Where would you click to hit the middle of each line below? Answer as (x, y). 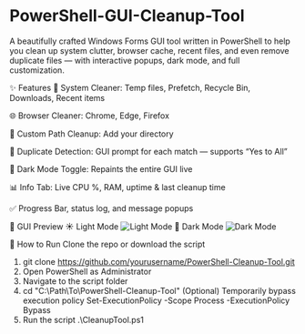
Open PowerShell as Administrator (87, 271)
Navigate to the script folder (75, 281)
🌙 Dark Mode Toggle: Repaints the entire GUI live (101, 168)
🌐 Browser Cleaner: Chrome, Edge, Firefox (90, 116)
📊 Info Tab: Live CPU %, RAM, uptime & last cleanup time (117, 187)
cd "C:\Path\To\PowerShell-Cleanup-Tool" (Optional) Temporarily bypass (159, 290)
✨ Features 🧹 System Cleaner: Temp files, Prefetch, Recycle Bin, (130, 87)
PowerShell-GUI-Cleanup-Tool (127, 16)
